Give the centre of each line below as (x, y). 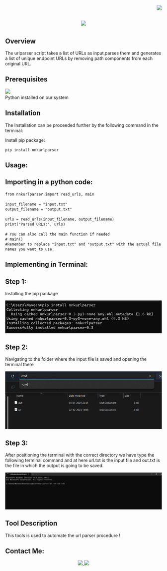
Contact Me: (25, 551)
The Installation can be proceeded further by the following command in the (82, 125)
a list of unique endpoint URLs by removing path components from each (79, 58)
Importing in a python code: (49, 182)
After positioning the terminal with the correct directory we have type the (80, 455)
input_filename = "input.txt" (37, 204)
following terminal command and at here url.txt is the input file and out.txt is (83, 460)
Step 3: (17, 443)
